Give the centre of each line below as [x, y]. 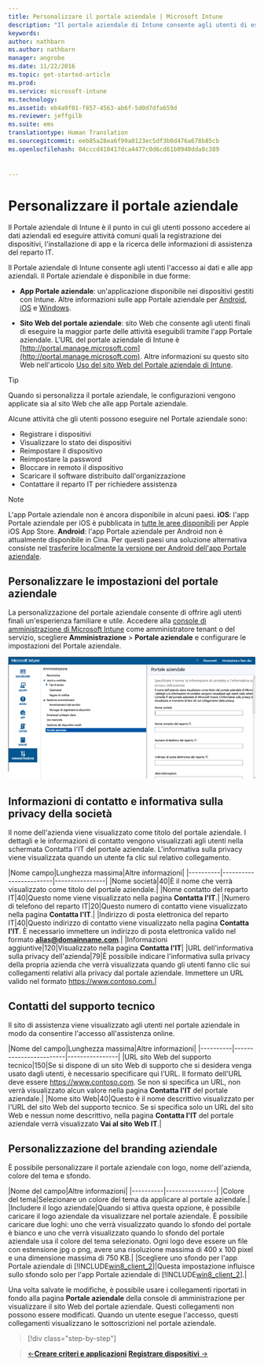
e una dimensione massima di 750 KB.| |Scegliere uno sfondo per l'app [123, 1258]
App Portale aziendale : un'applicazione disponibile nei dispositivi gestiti [136, 292]
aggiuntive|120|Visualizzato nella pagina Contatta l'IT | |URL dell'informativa [131, 948]
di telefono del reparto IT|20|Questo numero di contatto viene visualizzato [128, 906]
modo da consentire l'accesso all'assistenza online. [92, 1034]
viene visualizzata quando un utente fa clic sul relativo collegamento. [120, 857]
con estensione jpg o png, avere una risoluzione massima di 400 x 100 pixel [131, 1249]
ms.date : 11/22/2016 [42, 67]
